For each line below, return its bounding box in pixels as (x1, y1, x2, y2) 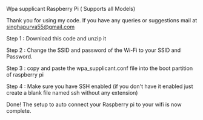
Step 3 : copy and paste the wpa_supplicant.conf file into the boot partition (6, 65, 193, 72)
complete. (6, 107, 32, 114)
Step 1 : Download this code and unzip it (6, 35, 107, 42)
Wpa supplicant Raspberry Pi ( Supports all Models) (6, 5, 136, 12)
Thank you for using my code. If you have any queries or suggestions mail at (6, 17, 198, 24)
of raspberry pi (6, 71, 44, 78)
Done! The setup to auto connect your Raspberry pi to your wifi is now (6, 101, 182, 108)
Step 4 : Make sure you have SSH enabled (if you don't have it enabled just (6, 83, 193, 90)
